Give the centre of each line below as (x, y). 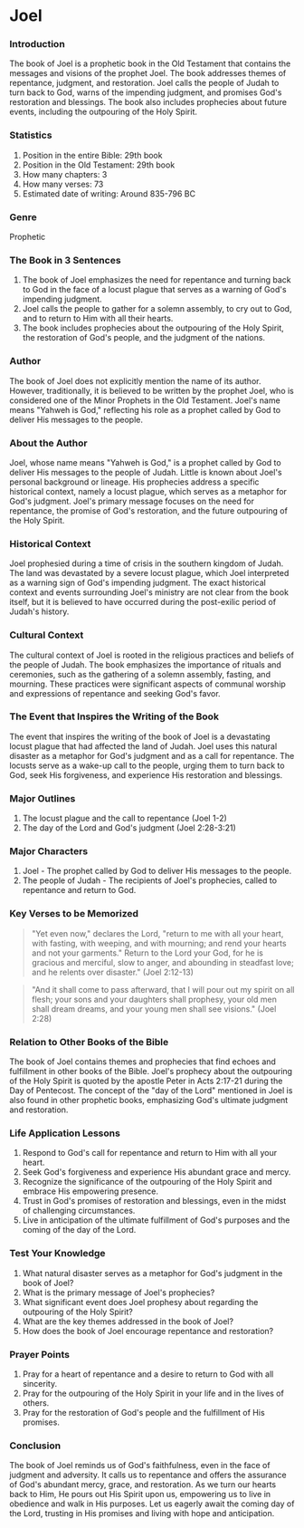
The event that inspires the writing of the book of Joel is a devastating (140, 736)
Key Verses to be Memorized (74, 914)
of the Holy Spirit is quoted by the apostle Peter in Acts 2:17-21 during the (146, 1081)
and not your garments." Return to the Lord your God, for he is (147, 953)
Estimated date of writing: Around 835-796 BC (109, 193)
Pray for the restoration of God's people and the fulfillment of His (143, 1412)
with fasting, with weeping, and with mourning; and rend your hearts (159, 943)
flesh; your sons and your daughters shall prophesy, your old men (154, 999)
